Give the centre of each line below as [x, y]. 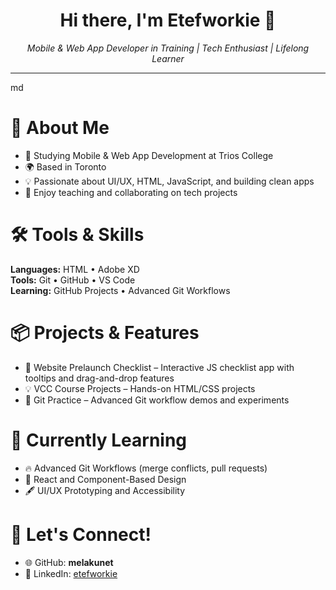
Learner [168, 58]
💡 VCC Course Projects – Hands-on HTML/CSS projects [140, 388]
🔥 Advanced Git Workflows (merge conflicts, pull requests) [146, 468]
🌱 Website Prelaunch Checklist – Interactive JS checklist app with [159, 367]
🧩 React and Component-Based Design [105, 479]
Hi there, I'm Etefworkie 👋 [168, 20]
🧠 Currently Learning [99, 440]
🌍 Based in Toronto [65, 166]
